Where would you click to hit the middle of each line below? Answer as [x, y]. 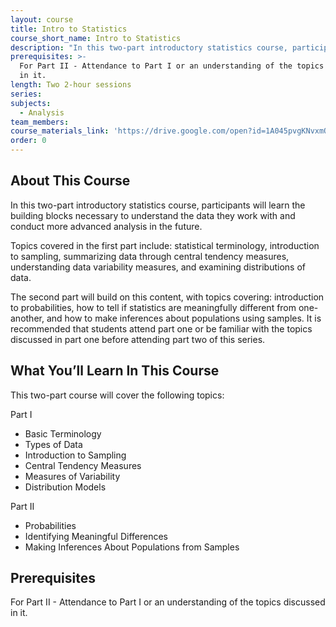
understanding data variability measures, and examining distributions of [158, 267]
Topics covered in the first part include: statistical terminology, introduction [165, 245]
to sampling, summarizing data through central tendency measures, [150, 256]
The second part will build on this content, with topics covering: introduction [167, 297]
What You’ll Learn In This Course [115, 371]
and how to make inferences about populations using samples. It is [184, 318]
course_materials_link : [60, 131]
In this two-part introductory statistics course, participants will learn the [158, 205]
